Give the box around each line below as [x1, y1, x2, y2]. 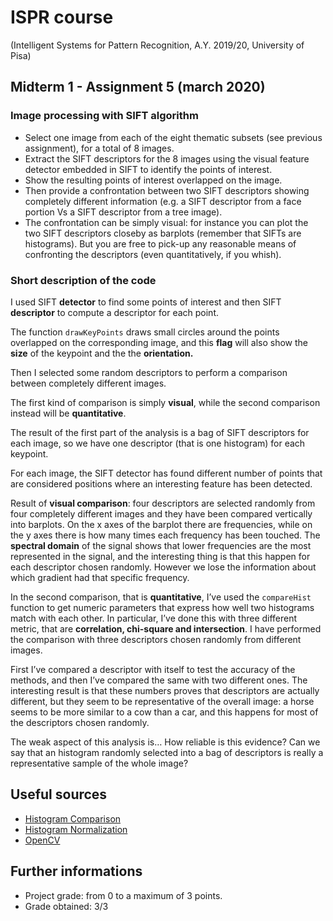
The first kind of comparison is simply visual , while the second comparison [10, 396, 321, 408]
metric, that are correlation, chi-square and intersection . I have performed [10, 622, 322, 635]
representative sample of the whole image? [10, 757, 189, 769]
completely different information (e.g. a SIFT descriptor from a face [24, 195, 302, 207]
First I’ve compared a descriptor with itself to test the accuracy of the [10, 663, 296, 675]
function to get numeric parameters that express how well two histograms [10, 601, 315, 613]
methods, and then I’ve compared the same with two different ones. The [10, 674, 308, 686]
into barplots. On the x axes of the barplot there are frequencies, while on [10, 518, 313, 530]
